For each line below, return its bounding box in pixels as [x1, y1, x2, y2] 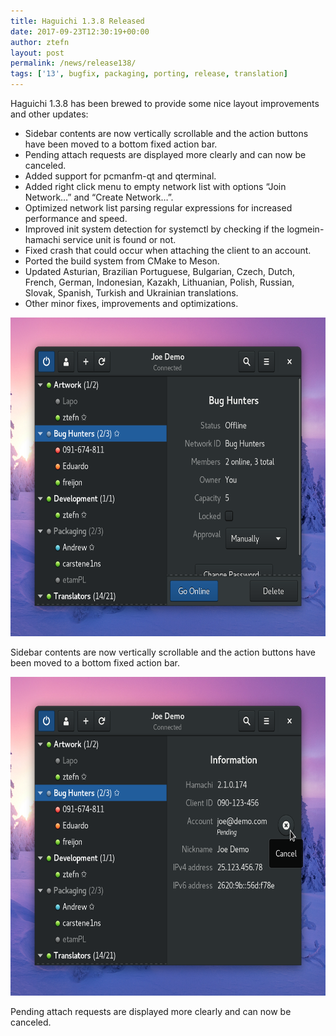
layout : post [10, 48, 65, 58]
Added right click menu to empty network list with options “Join [24, 181, 287, 192]
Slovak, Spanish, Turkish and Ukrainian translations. [24, 287, 239, 299]
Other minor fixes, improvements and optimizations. [24, 298, 239, 309]
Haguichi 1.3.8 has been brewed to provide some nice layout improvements [10, 98, 320, 109]
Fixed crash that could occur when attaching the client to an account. [24, 245, 312, 256]
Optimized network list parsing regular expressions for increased [24, 202, 293, 214]
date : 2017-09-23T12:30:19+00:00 [10, 26, 150, 37]
